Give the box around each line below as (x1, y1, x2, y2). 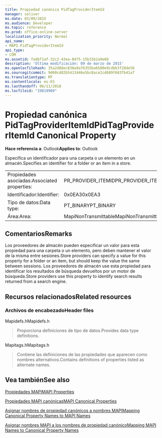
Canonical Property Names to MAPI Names (5, 413, 91, 419)
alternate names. (16, 362, 51, 368)
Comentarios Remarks (5, 229, 72, 238)
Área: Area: (7, 213, 32, 220)
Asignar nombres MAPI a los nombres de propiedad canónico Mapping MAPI (5, 422, 157, 428)
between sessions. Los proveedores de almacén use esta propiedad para (5, 263, 151, 269)
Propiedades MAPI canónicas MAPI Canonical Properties (5, 398, 117, 404)
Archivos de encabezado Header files (5, 307, 94, 314)
